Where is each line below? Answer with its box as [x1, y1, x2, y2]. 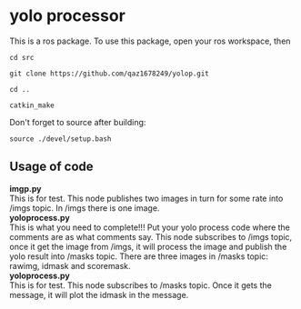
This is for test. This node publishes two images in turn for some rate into [9, 193, 284, 204]
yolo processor [9, 5, 125, 26]
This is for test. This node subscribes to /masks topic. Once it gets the [9, 279, 273, 291]
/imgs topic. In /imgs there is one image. [9, 202, 160, 214]
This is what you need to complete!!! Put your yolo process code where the [9, 222, 291, 233]
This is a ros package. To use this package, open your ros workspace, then [9, 35, 291, 46]
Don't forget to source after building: [9, 116, 146, 127]
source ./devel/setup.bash [9, 134, 112, 144]
